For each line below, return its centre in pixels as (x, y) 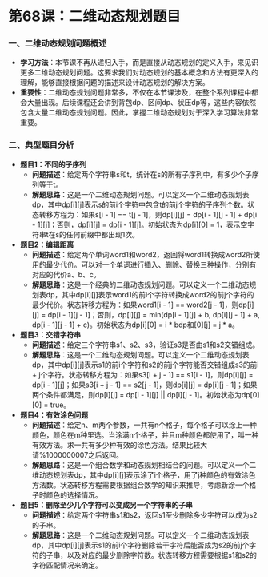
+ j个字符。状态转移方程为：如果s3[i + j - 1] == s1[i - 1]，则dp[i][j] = (142, 374)
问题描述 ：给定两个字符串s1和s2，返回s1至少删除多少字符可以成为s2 (144, 514)
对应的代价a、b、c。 (66, 274)
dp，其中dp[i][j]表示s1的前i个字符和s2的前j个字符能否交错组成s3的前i (145, 365)
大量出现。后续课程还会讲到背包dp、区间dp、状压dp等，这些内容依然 (142, 103)
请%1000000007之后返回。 (78, 454)
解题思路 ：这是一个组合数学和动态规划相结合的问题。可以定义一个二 (144, 465)
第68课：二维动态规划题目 (95, 16)
